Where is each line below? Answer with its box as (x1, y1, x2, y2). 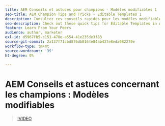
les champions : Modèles (5, 89, 109, 100)
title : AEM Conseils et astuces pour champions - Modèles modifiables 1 (5, 7, 157, 12)
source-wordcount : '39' (5, 48, 54, 53)
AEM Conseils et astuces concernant (5, 78, 160, 90)
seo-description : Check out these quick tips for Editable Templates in (5, 21, 157, 26)
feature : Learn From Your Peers (5, 26, 71, 31)
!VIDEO (17, 116, 32, 122)
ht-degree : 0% (5, 53, 34, 58)
